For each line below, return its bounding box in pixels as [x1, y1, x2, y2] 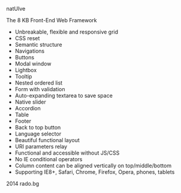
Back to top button [14, 124, 61, 131]
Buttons [14, 54, 35, 61]
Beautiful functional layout [14, 137, 80, 143]
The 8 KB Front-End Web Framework [6, 17, 97, 23]
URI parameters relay [14, 143, 68, 150]
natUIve [6, 5, 26, 12]
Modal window [14, 60, 52, 67]
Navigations [14, 47, 45, 55]
